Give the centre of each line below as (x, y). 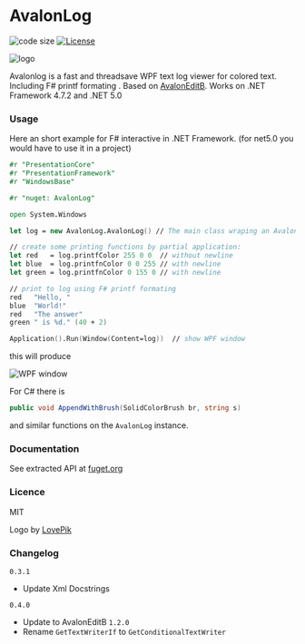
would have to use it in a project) (70, 148)
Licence (27, 493)
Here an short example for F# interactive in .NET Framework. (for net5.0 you (152, 139)
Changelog (34, 552)
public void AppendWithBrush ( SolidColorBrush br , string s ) (126, 408)
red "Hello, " (40, 297)
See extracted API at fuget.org (66, 469)
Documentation (44, 449)
